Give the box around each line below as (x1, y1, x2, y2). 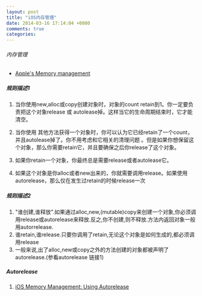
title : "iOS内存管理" (6, 14, 57, 21)
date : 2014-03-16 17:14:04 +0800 (6, 20, 90, 26)
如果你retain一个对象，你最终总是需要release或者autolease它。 (14, 156, 172, 164)
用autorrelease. (14, 224, 54, 231)
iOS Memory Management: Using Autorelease (14, 283, 130, 291)
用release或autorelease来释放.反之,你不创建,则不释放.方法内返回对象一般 (14, 216, 196, 224)
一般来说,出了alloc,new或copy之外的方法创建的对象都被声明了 (14, 246, 169, 254)
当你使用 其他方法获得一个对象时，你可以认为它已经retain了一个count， (14, 129, 193, 136)
